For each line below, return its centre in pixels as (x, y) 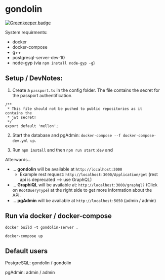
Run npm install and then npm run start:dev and (62, 150)
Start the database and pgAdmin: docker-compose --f (66, 135)
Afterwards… (18, 159)
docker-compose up (24, 236)
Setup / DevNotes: (34, 78)
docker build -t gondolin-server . (42, 227)
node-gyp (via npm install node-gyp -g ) (54, 63)
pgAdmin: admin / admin (30, 273)
